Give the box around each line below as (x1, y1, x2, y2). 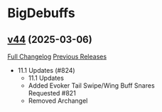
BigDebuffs (7, 5, 76, 21)
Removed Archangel (28, 96, 88, 105)
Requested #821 (28, 89, 76, 97)
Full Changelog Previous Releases (7, 52, 107, 61)
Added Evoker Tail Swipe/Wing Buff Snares (28, 81, 155, 90)
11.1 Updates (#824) (17, 66, 76, 74)
